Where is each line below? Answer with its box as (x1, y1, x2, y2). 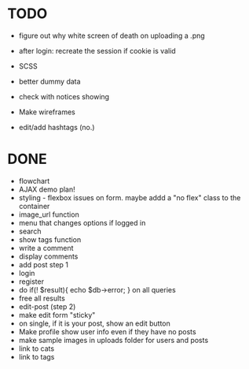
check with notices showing (18, 91, 110, 101)
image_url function (18, 210, 79, 219)
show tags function (18, 234, 82, 244)
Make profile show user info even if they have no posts (18, 326, 197, 336)
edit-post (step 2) (18, 301, 76, 311)
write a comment (18, 243, 74, 252)
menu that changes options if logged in (18, 218, 146, 227)
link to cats (18, 344, 55, 353)
